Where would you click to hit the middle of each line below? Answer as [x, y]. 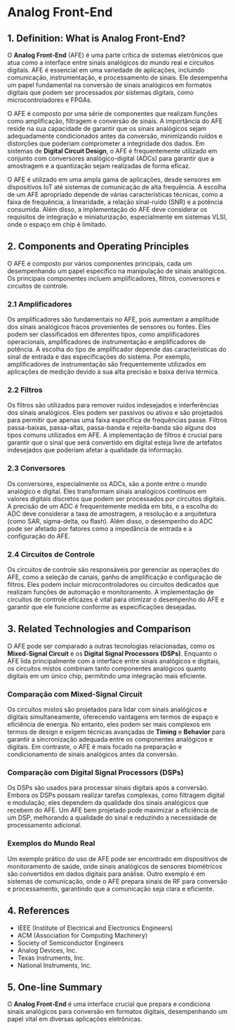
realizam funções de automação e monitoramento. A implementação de [111, 592]
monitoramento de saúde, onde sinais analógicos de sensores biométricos [115, 866]
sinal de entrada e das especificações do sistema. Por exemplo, [99, 357]
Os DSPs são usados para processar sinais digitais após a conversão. [108, 788]
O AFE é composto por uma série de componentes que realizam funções [113, 114]
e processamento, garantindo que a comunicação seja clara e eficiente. [111, 889]
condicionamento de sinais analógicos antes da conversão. [93, 754]
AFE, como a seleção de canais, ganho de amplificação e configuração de [115, 577]
